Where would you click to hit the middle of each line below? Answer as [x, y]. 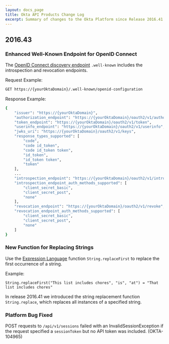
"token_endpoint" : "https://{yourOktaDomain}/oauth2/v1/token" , [83, 122]
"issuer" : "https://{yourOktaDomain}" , [56, 113]
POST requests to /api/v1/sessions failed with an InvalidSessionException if [84, 326]
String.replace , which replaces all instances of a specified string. [73, 302]
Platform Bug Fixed [29, 315]
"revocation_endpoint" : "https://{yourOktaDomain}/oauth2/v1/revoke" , [90, 207]
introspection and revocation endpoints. [47, 71]
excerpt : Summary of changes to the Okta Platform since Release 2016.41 [84, 19]
